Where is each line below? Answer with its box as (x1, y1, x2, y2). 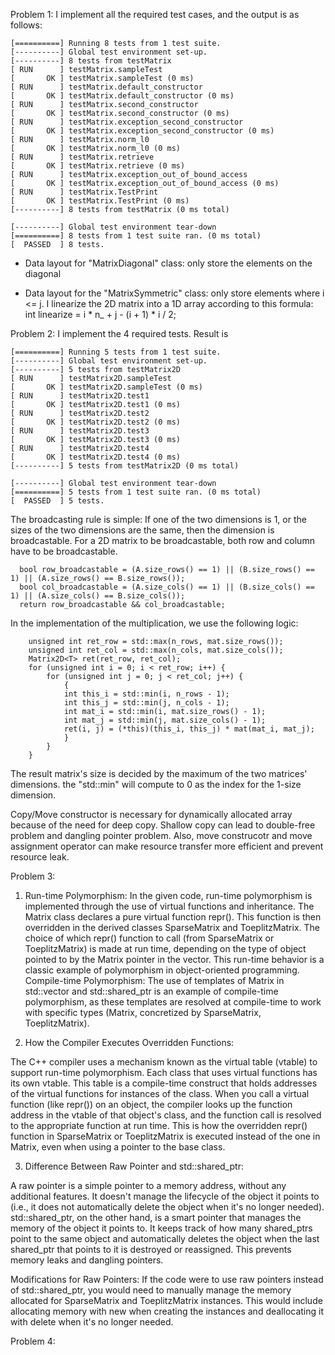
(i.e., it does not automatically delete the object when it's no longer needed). (10, 1201, 325, 1213)
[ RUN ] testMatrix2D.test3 (10, 426, 150, 436)
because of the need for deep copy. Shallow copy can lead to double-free (10, 819, 316, 831)
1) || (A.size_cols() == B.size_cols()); (10, 591, 186, 601)
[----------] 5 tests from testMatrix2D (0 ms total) (10, 461, 240, 471)
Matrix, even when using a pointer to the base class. (10, 1141, 226, 1153)
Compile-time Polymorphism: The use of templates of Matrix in (24, 975, 285, 986)
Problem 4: (10, 1335, 56, 1347)
